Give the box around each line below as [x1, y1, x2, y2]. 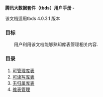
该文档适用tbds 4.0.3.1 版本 [5, 15, 61, 21]
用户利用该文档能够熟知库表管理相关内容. [14, 41, 99, 47]
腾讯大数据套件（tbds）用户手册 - [5, 5, 75, 10]
